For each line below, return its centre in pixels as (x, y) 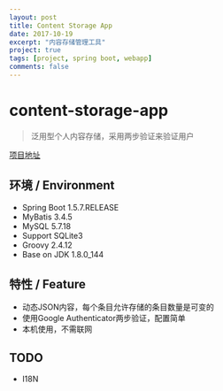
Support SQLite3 (52, 235)
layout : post (33, 17)
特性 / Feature (48, 284)
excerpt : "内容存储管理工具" (58, 42)
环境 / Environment (62, 185)
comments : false (39, 67)
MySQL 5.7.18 (46, 226)
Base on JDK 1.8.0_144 (63, 254)
